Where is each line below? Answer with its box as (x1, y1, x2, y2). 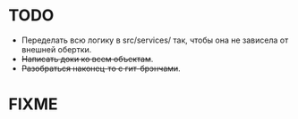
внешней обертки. (21, 44, 92, 54)
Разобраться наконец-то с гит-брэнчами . (21, 63, 181, 74)
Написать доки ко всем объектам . (21, 53, 154, 64)
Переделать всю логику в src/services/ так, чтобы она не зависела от (21, 35, 289, 45)
